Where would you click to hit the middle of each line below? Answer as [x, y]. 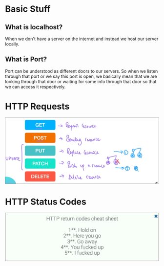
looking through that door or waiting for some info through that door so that [81, 81]
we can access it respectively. [35, 87]
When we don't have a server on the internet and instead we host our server [82, 39]
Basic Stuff [28, 9]
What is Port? [26, 59]
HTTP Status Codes [46, 202]
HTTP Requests [37, 107]
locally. [12, 44]
